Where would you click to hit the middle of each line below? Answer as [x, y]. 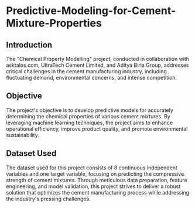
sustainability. [23, 135]
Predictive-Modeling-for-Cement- [91, 11]
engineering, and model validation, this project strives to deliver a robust [93, 186]
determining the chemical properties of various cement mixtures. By [88, 116]
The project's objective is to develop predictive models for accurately [90, 110]
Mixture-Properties [54, 23]
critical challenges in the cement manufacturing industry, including [86, 71]
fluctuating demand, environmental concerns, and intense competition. [92, 78]
